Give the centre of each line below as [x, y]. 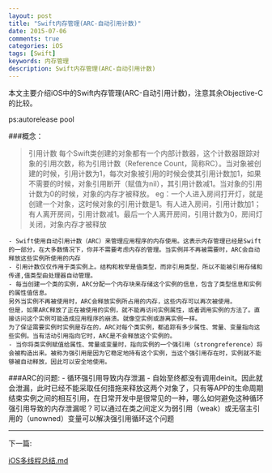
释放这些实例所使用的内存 [45, 258]
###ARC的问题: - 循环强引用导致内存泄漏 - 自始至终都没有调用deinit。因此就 [136, 377]
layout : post [30, 16]
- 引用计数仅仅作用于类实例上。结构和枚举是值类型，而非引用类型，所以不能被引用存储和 [136, 267]
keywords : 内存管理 [39, 62]
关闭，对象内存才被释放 [67, 224]
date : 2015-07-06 [38, 31]
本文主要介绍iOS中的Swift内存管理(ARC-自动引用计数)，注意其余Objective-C [136, 92]
